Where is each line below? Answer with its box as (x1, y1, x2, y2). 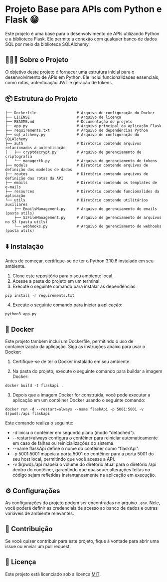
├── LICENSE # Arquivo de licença (5, 115, 122, 120)
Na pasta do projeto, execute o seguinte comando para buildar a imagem (12, 368, 163, 375)
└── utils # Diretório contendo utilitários (5, 197, 149, 202)
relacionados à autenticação (5, 145, 66, 150)
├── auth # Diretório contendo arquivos (5, 141, 142, 146)
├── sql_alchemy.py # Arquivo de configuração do (5, 132, 140, 137)
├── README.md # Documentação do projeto (5, 119, 133, 124)
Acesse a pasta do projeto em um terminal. (12, 278, 101, 284)
